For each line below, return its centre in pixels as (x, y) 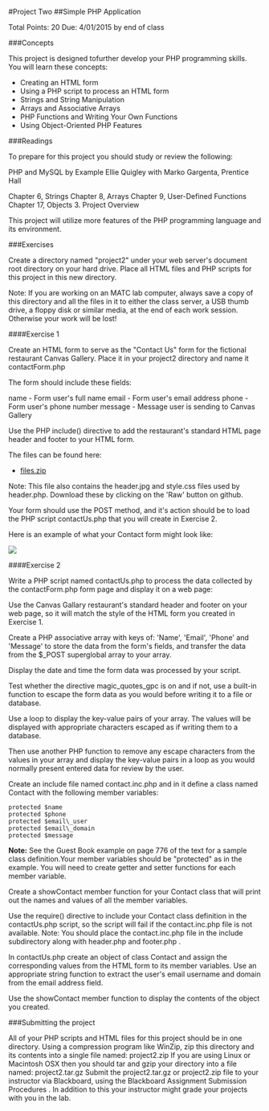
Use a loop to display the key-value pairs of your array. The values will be (130, 719)
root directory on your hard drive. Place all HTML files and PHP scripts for (130, 268)
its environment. (35, 229)
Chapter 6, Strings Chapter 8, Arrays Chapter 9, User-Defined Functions (128, 196)
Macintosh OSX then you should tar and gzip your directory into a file (123, 1064)
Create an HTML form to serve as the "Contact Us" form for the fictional (127, 350)
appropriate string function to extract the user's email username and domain (134, 974)
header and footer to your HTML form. (71, 439)
